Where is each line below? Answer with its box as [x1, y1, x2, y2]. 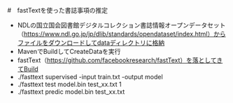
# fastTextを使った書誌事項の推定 [7, 6, 108, 14]
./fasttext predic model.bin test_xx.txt [17, 88, 125, 96]
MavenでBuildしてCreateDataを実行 [17, 48, 121, 55]
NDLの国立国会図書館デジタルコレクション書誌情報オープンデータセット [17, 21, 226, 29]
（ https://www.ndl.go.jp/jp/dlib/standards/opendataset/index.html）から [17, 30, 226, 38]
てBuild [17, 65, 38, 73]
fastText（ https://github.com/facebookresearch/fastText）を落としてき [17, 56, 223, 64]
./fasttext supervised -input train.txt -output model [17, 73, 163, 81]
